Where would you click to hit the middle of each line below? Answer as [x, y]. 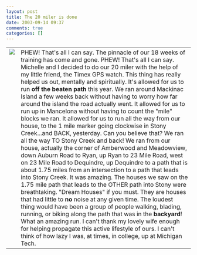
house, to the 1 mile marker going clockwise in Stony [94, 126]
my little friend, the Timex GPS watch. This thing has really [101, 75]
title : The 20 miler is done [42, 17]
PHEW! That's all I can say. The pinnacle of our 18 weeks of [103, 52]
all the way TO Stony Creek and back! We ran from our [96, 140]
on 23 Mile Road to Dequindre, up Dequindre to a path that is [104, 163]
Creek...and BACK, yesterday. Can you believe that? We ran [102, 133]
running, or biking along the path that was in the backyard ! [102, 214]
